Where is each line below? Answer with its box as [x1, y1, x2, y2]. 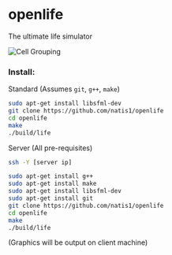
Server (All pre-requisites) [8, 143, 93, 153]
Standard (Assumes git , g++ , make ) [8, 84, 121, 94]
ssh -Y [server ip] [8, 158, 73, 166]
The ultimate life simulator [8, 31, 93, 41]
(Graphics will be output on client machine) [8, 238, 148, 247]
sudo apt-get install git [8, 194, 93, 202]
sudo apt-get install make [8, 179, 97, 188]
